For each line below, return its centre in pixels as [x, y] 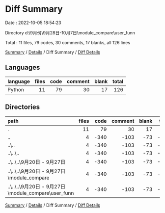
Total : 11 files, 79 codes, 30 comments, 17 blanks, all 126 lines [68, 42]
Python [16, 89]
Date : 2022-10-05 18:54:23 [33, 23]
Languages [23, 67]
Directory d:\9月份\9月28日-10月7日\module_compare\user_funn [70, 32]
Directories [23, 107]
